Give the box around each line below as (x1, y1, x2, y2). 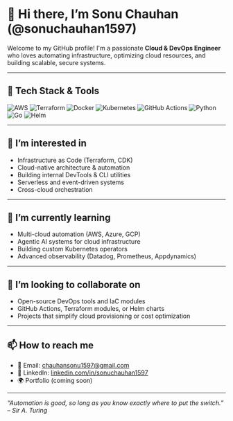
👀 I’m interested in (7, 138, 87, 150)
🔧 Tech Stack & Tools (7, 85, 99, 97)
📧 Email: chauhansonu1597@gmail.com (17, 361, 130, 369)
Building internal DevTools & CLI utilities (17, 170, 131, 179)
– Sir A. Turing (7, 406, 48, 414)
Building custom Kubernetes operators (17, 245, 128, 253)
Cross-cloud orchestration (17, 185, 93, 193)
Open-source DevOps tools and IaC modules (17, 297, 146, 305)
